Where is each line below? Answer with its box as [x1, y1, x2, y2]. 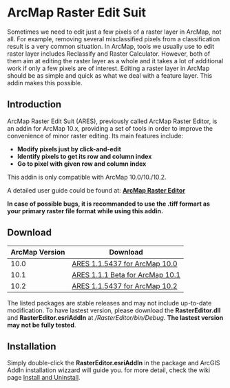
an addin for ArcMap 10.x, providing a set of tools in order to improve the [7, 124, 213, 132]
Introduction [7, 98, 62, 111]
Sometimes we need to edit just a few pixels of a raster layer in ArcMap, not [7, 28, 222, 36]
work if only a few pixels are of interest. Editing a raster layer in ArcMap [7, 64, 210, 72]
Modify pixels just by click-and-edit [17, 144, 122, 153]
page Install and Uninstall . [7, 374, 81, 382]
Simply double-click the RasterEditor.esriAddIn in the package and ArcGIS [7, 359, 220, 367]
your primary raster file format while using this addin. [7, 206, 164, 215]
